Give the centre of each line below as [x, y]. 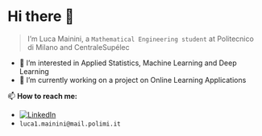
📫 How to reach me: [43, 96]
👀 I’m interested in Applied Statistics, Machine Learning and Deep [128, 63]
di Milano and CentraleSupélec [78, 47]
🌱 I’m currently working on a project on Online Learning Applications [133, 80]
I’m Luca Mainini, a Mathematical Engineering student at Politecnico [141, 39]
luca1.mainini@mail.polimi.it [70, 124]
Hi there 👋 [41, 16]
